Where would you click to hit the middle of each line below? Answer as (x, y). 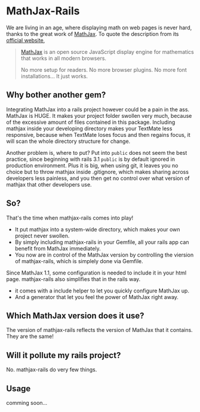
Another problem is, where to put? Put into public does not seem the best (97, 152)
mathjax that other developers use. (49, 184)
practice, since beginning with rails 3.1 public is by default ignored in (90, 159)
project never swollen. (42, 236)
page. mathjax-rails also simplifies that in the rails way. (73, 279)
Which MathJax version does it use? (75, 315)
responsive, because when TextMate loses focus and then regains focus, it (98, 135)
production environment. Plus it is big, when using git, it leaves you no (92, 165)
